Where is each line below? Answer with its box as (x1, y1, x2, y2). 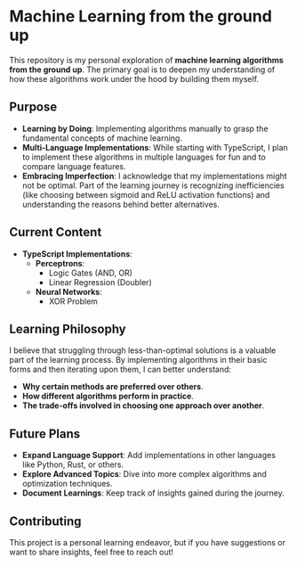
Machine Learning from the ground (9, 6, 273, 27)
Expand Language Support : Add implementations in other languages (21, 450, 276, 461)
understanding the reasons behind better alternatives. (21, 199, 220, 209)
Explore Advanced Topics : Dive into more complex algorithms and (21, 469, 267, 480)
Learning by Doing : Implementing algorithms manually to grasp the (21, 123, 269, 134)
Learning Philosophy (9, 321, 126, 336)
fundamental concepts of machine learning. (21, 132, 182, 144)
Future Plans (9, 426, 81, 441)
